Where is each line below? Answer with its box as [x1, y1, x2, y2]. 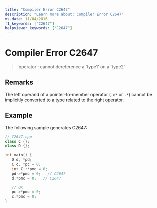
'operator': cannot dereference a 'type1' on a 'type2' [17, 64, 125, 70]
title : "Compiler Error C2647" [5, 7, 70, 12]
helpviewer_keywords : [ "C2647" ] [5, 26, 72, 31]
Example [5, 111, 33, 120]
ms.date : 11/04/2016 [5, 16, 48, 21]
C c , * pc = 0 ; [11, 162, 41, 167]
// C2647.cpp [5, 134, 32, 139]
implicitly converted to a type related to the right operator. [5, 97, 124, 103]
